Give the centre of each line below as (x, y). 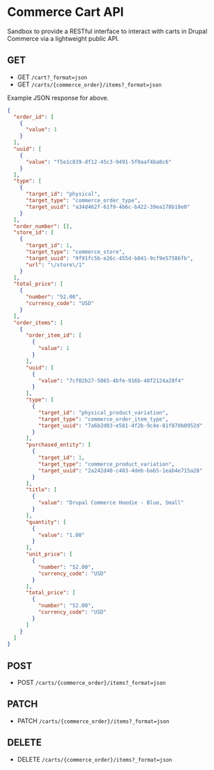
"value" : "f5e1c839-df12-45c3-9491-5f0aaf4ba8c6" (98, 162)
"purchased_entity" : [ (58, 445)
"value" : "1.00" (61, 535)
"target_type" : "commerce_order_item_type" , (103, 419)
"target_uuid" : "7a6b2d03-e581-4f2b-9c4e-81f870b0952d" (120, 425)
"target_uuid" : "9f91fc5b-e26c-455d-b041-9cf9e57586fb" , (109, 258)
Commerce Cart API (65, 12)
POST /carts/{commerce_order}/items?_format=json (91, 683)
